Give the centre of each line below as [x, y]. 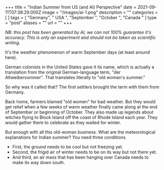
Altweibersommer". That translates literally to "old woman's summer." [75, 77]
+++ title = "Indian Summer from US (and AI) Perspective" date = [71, 7]
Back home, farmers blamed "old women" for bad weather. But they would [80, 102]
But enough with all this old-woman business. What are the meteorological [80, 132]
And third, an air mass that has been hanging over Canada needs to [80, 157]
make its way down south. [39, 162]
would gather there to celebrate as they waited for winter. [63, 123]
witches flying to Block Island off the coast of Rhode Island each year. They [82, 117]
